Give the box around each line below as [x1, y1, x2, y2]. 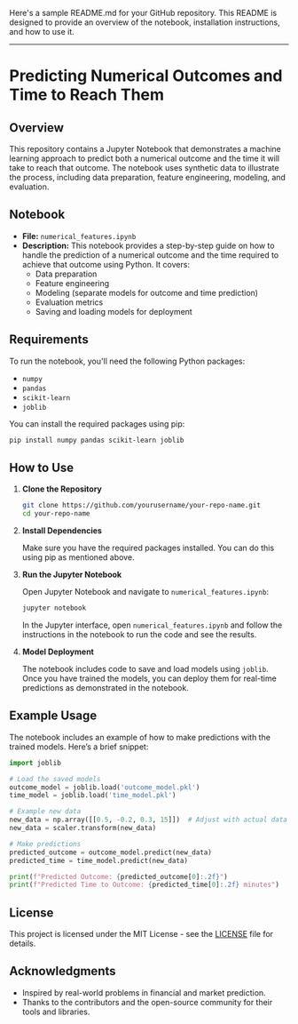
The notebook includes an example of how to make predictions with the [9, 732, 271, 742]
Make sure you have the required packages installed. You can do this [21, 542, 275, 554]
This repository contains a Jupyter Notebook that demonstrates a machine [9, 144, 282, 154]
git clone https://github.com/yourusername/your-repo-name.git [21, 501, 262, 510]
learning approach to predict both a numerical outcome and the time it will [9, 153, 280, 164]
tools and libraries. [21, 1006, 90, 1017]
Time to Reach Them [9, 84, 165, 105]
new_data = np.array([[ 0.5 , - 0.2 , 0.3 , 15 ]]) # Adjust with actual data [9, 815, 288, 825]
